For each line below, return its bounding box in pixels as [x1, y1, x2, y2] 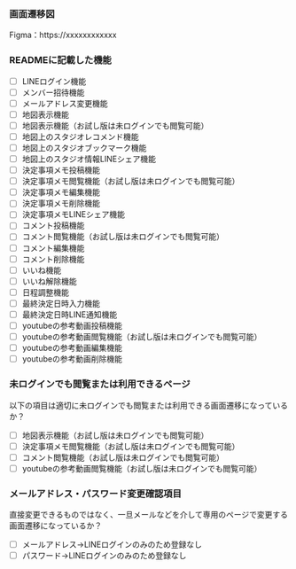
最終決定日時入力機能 [21, 298, 100, 308]
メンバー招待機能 [21, 87, 85, 97]
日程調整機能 [21, 286, 69, 298]
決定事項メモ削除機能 [21, 198, 100, 209]
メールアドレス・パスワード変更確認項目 [9, 487, 182, 500]
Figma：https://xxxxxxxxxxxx [9, 29, 117, 41]
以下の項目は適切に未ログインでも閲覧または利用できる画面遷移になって [9, 400, 273, 410]
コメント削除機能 [21, 253, 85, 264]
